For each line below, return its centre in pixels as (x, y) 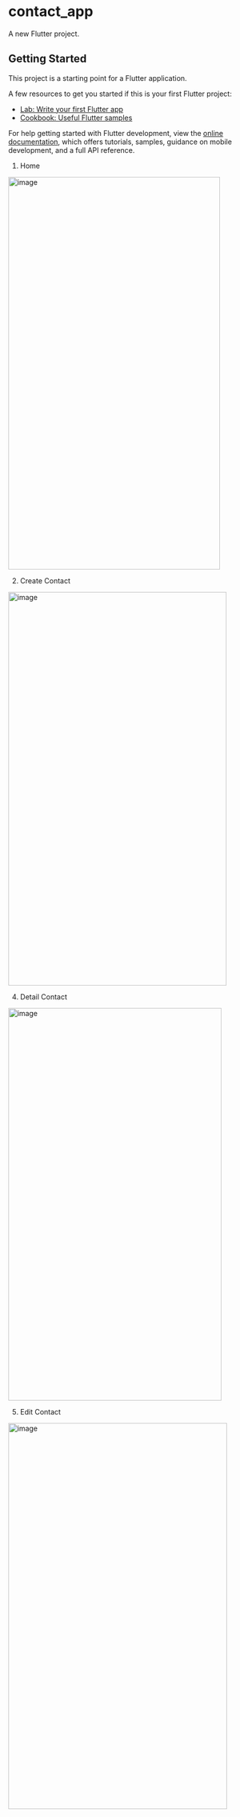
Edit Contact (40, 1411)
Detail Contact (44, 997)
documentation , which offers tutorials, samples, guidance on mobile (120, 142)
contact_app (51, 12)
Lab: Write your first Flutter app (72, 109)
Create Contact (45, 580)
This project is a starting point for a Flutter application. (98, 78)
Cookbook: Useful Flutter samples (76, 118)
